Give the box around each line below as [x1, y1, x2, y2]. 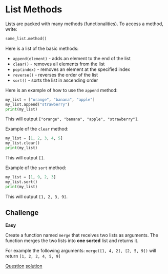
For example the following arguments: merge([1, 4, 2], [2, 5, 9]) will [5, 247, 156, 253]
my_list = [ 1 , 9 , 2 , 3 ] [5, 175, 56, 180]
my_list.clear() [5, 140, 40, 146]
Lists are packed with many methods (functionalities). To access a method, [5, 21, 164, 27]
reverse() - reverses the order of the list [12, 71, 98, 78]
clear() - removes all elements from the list [12, 61, 105, 67]
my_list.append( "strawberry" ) [5, 102, 70, 107]
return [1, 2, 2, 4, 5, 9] [5, 253, 61, 259]
